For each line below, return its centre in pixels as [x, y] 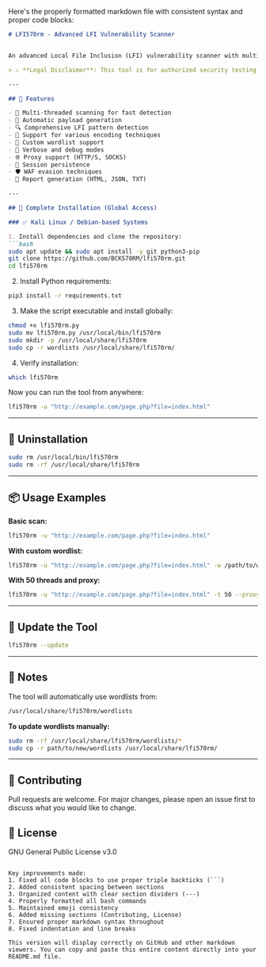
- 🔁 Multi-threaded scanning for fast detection [90, 113]
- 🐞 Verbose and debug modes [56, 150]
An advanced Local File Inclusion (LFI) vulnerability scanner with [123, 56]
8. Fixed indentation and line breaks [72, 929]
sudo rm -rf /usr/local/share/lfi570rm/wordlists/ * [95, 741]
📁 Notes [28, 677]
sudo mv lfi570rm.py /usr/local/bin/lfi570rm [84, 332]
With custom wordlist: [46, 551]
